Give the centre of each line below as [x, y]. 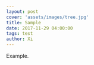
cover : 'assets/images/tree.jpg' [48, 17]
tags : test [20, 34]
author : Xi [20, 39]
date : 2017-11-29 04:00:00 [40, 28]
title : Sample [24, 22]
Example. [18, 56]
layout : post [22, 12]
